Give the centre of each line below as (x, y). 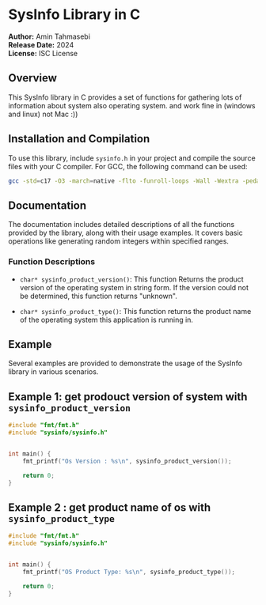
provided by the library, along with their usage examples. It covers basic (125, 233)
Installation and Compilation (79, 139)
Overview (33, 78)
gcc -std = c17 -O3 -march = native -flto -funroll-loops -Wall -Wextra (123, 181)
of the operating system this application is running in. (106, 320)
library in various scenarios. (53, 372)
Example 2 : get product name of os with (110, 507)
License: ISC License (43, 53)
